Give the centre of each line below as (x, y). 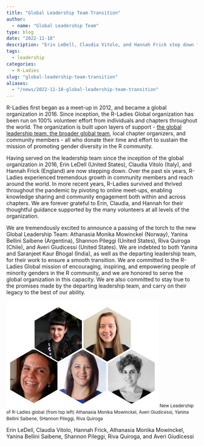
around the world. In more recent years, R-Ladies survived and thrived (94, 184)
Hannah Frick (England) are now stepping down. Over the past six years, (97, 171)
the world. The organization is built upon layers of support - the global (94, 127)
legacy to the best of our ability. (46, 292)
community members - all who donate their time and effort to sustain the (97, 140)
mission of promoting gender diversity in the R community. (80, 146)
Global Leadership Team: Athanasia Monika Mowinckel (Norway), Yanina (97, 234)
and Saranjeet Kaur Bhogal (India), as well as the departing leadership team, (101, 254)
